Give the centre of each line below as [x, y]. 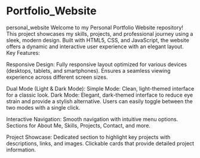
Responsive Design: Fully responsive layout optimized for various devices [96, 64]
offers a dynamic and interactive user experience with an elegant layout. [95, 47]
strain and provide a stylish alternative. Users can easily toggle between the [99, 101]
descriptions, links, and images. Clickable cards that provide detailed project [100, 143]
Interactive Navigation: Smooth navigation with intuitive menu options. [92, 119]
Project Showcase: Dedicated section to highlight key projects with [88, 137]
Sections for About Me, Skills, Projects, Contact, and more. [79, 125]
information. [21, 150]
